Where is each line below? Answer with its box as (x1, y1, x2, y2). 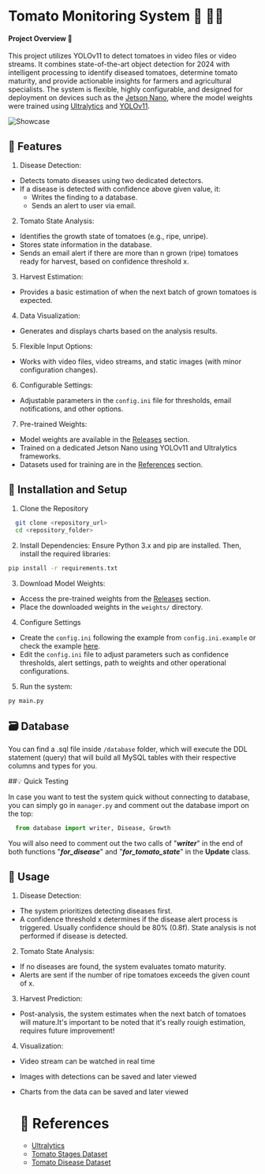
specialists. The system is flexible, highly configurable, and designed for (8, 84, 243, 94)
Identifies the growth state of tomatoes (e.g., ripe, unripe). (19, 232, 209, 241)
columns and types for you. (8, 761, 98, 771)
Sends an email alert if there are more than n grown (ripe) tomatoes (19, 249, 239, 258)
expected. (19, 296, 53, 305)
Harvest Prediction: (19, 994, 83, 1004)
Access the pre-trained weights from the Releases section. (19, 593, 211, 603)
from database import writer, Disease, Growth (15, 824, 171, 832)
